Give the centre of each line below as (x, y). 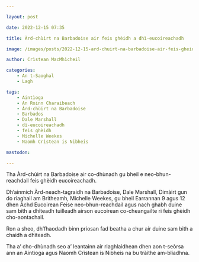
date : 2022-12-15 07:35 (36, 27)
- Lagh (25, 81)
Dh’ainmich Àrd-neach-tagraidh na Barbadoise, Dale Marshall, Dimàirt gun (97, 192)
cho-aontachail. (25, 218)
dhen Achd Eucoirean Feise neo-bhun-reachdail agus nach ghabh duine (94, 205)
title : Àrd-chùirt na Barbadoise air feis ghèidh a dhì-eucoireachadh (95, 38)
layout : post (22, 17)
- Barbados (30, 114)
